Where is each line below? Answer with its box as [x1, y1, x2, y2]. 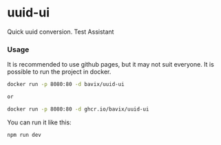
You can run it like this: [7, 118, 72, 126]
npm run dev [7, 131, 41, 138]
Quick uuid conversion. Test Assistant [7, 27, 114, 36]
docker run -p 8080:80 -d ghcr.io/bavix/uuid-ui [7, 105, 149, 113]
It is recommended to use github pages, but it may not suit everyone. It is [7, 60, 215, 69]
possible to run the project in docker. [7, 67, 112, 76]
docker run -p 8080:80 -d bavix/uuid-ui [7, 81, 125, 88]
